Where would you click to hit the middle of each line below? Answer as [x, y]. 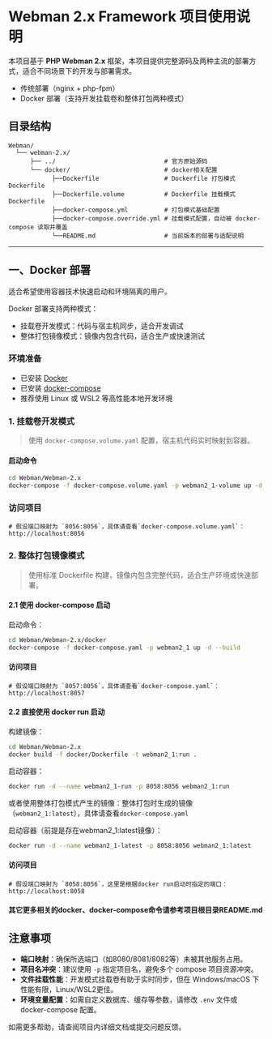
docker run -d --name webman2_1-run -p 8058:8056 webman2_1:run [119, 786]
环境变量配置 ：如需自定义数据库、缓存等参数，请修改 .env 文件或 [129, 1000]
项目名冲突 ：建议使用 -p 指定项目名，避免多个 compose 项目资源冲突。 [139, 969]
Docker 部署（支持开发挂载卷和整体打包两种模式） [104, 98]
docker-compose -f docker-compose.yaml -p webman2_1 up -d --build [125, 648]
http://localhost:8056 [47, 534]
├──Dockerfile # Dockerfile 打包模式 [144, 178]
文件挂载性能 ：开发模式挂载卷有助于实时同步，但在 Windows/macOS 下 [140, 979]
